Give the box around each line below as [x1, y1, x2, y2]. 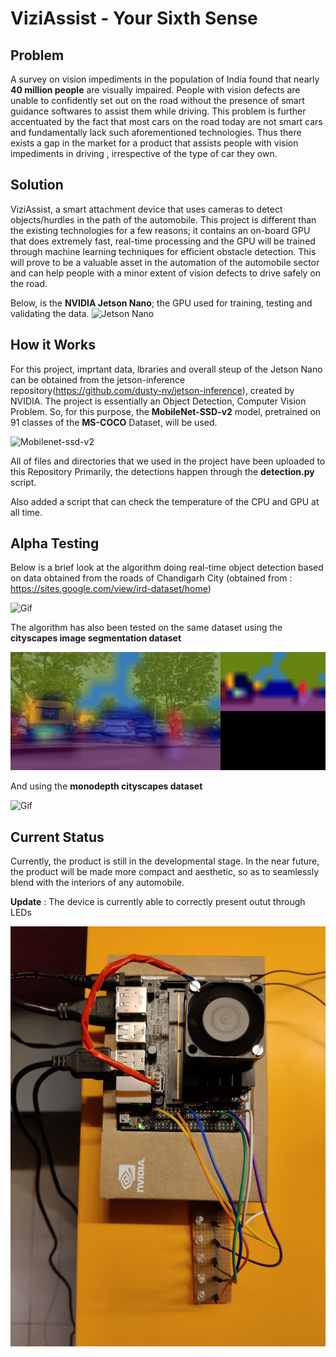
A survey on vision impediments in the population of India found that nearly [10, 73, 320, 85]
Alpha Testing [10, 535, 100, 552]
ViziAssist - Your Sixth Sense [10, 7, 258, 30]
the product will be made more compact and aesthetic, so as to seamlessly [10, 866, 320, 878]
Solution [10, 177, 64, 194]
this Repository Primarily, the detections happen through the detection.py [10, 465, 315, 477]
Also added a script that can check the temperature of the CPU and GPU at [10, 495, 320, 507]
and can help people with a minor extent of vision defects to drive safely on [10, 267, 322, 279]
